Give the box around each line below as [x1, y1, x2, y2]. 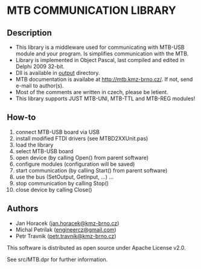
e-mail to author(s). [15, 82, 64, 89]
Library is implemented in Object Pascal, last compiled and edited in [15, 57, 185, 63]
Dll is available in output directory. [15, 69, 100, 76]
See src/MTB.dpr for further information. [7, 256, 108, 263]
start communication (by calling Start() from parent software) [15, 166, 168, 174]
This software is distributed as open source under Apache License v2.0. [7, 244, 186, 251]
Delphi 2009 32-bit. [15, 63, 65, 70]
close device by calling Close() [15, 186, 92, 193]
